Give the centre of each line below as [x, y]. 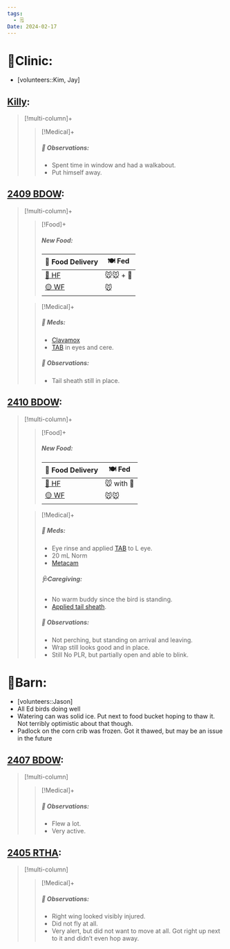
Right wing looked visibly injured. [99, 916]
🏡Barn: [27, 682]
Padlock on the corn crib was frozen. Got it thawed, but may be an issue [120, 731]
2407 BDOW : [36, 760]
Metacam [65, 562]
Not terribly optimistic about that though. [75, 724]
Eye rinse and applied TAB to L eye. [102, 548]
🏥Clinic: [30, 61]
